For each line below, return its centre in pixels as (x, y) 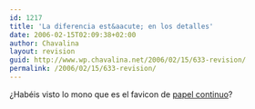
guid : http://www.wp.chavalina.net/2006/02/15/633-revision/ (128, 60)
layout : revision (42, 52)
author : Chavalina (44, 43)
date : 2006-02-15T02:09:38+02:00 (73, 35)
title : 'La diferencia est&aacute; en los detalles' (112, 26)
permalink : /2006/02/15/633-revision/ (83, 69)
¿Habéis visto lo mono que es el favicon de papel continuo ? (121, 94)
